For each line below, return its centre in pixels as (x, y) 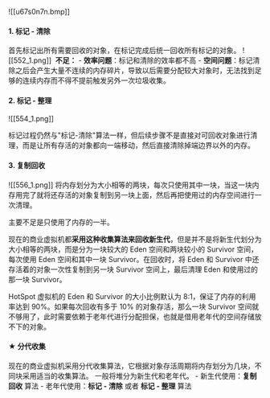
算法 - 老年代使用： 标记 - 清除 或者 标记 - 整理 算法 (108, 386)
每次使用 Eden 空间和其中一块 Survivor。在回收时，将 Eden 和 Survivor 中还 (134, 259)
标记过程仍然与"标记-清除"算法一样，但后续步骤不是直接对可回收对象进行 (129, 135)
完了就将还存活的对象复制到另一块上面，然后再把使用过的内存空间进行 (138, 195)
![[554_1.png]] (31, 119)
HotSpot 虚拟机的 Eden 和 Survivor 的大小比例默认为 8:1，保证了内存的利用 (132, 296)
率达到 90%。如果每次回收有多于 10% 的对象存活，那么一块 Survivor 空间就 (134, 306)
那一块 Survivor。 (37, 279)
